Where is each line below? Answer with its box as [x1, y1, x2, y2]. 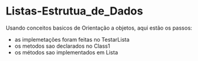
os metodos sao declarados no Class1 [14, 42, 111, 50]
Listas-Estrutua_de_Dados [5, 4, 144, 18]
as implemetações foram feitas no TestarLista [14, 36, 130, 43]
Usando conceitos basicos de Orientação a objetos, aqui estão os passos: [5, 24, 193, 31]
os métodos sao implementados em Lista [14, 48, 119, 56]
